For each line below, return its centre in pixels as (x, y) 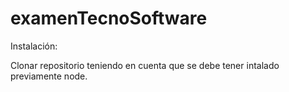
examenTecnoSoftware (109, 18)
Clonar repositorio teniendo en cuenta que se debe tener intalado (145, 65)
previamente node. (49, 76)
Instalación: (34, 46)
